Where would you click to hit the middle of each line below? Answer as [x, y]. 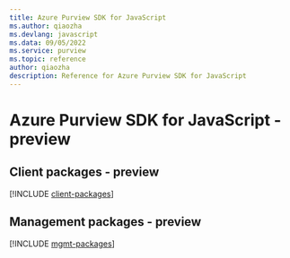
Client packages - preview [84, 172]
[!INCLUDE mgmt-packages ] [62, 244]
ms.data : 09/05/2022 [48, 43]
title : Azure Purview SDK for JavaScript [88, 17]
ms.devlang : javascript [54, 34]
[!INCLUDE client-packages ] [62, 193]
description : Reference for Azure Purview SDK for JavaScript [128, 76]
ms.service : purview [48, 51]
